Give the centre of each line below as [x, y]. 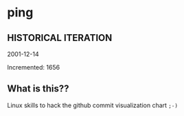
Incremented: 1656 [34, 67]
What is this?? [38, 89]
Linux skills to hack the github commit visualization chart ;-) [93, 105]
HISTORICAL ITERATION [60, 38]
